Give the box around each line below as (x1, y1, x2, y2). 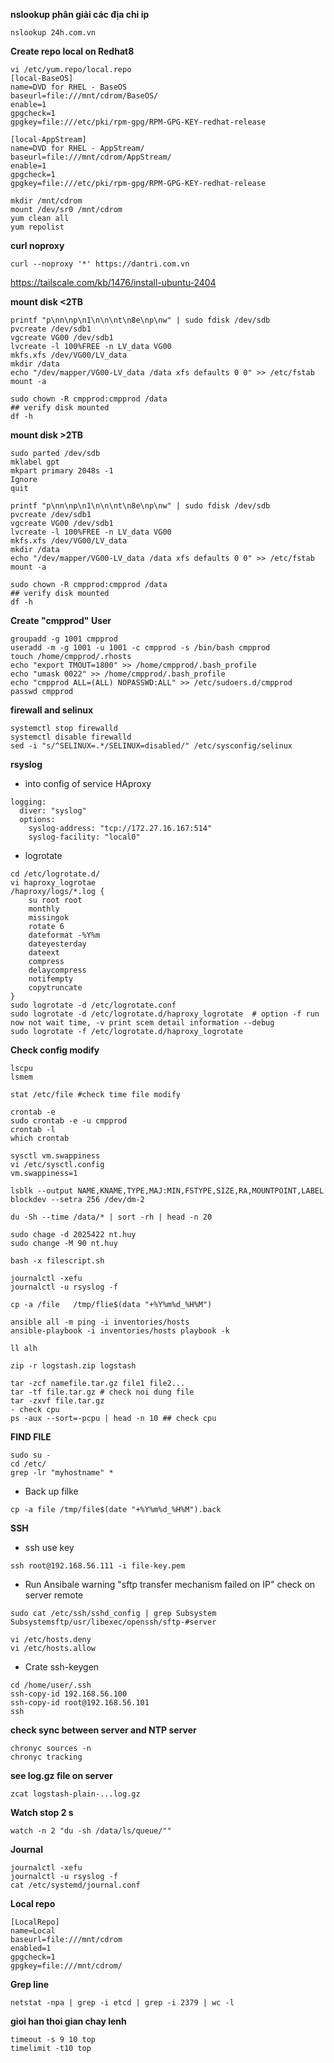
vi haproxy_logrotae (10, 878, 97, 888)
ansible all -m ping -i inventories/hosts (10, 1317, 190, 1327)
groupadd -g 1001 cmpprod (10, 634, 118, 644)
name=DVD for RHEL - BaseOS (10, 82, 128, 92)
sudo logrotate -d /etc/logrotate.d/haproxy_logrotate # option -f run (10, 1009, 320, 1019)
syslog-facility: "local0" (28, 832, 141, 842)
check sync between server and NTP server (10, 1724, 197, 1736)
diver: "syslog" (19, 806, 87, 816)
